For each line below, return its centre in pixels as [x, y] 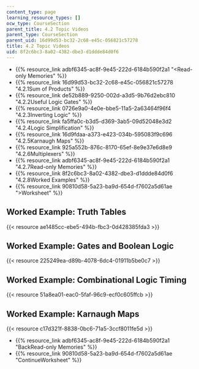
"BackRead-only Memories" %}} [56, 347]
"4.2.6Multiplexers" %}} [45, 154]
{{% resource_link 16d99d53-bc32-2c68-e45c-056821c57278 [94, 82]
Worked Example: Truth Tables [66, 212]
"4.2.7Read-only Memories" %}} [56, 166]
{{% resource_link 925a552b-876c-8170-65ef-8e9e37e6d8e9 [94, 147]
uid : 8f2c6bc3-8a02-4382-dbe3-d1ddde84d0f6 [63, 52]
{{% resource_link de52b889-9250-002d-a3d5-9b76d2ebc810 [95, 95]
